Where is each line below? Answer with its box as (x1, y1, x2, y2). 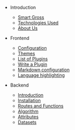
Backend (10, 82, 29, 88)
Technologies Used (17, 20, 59, 26)
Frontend (10, 35, 30, 41)
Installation (17, 97, 41, 103)
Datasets (17, 119, 37, 125)
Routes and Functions (17, 103, 64, 109)
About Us (17, 25, 38, 31)
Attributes (17, 114, 39, 120)
